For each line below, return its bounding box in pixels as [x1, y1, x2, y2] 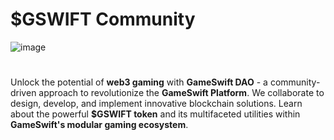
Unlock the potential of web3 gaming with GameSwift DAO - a [10, 76, 268, 88]
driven [10, 87, 37, 99]
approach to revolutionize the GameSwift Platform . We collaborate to [38, 87, 325, 99]
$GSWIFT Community [10, 8, 196, 31]
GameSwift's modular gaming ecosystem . [10, 119, 189, 131]
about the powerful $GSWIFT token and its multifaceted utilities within [10, 108, 301, 120]
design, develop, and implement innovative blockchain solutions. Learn [10, 98, 303, 110]
